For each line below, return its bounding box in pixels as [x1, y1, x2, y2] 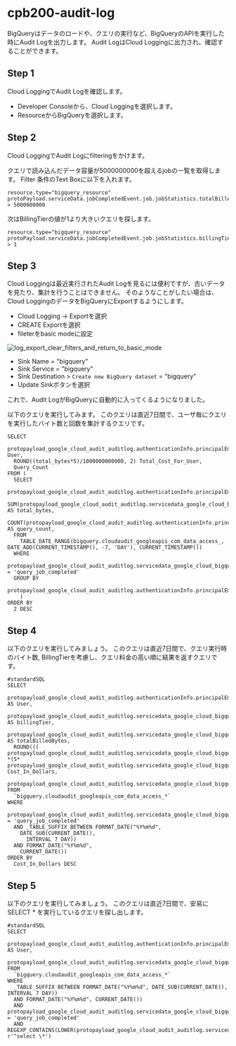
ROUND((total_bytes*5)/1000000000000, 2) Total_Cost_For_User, [13, 458, 202, 465]
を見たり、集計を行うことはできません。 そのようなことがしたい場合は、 [7, 288, 218, 297]
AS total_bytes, [7, 507, 55, 514]
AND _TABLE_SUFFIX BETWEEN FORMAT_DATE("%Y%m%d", [13, 824, 162, 831]
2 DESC [13, 606, 33, 613]
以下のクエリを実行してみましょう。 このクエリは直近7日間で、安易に [7, 899, 209, 907]
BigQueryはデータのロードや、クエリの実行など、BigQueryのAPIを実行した [7, 29, 225, 37]
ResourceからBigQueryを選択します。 [17, 110, 128, 119]
